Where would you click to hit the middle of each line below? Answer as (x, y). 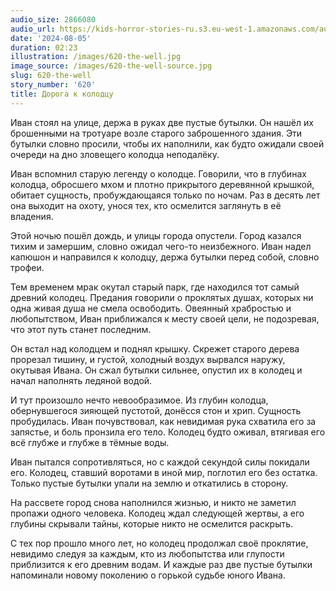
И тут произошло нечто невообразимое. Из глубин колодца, (139, 400)
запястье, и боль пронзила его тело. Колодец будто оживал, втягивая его (168, 432)
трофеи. (27, 267)
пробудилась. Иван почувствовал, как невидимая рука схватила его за (163, 421)
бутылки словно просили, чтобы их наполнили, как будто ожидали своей (167, 143)
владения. (32, 216)
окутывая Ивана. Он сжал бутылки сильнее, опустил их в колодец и (156, 370)
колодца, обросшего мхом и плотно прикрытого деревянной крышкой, (162, 184)
